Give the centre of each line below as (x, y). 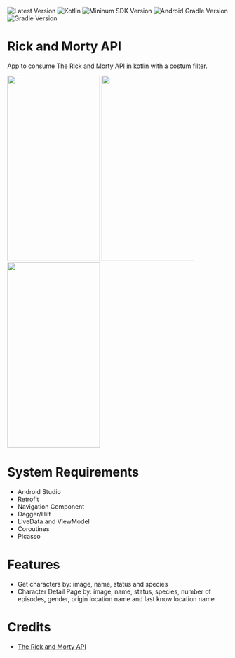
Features (34, 565)
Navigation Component (51, 506)
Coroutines (33, 528)
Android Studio (39, 491)
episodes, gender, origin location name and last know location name (116, 598)
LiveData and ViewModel (53, 521)
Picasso (29, 536)
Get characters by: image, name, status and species (93, 584)
